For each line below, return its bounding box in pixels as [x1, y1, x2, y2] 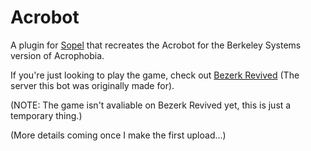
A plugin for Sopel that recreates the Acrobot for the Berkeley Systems [10, 39, 302, 51]
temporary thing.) [10, 109, 83, 121]
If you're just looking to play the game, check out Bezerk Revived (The [10, 69, 300, 81]
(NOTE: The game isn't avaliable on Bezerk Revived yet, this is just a [10, 99, 292, 111]
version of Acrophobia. [10, 49, 105, 61]
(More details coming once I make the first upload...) [10, 129, 227, 141]
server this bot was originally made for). [10, 79, 175, 91]
